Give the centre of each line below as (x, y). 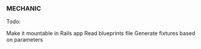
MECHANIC (24, 8)
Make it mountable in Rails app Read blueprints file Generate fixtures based (101, 33)
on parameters (25, 40)
